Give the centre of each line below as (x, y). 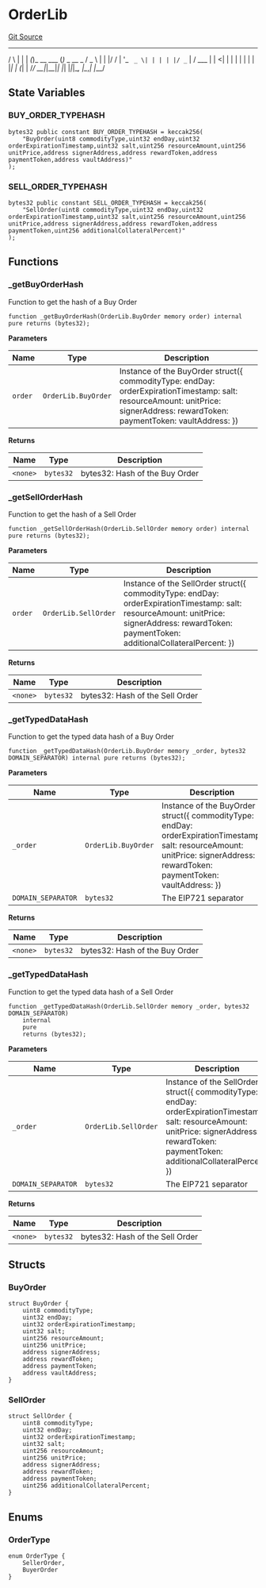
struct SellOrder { (40, 1417)
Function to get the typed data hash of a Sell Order (91, 992)
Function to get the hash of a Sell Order (72, 514)
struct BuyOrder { (38, 1304)
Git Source (26, 37)
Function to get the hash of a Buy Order (72, 302)
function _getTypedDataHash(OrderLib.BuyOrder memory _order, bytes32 (127, 752)
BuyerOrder (40, 1570)
